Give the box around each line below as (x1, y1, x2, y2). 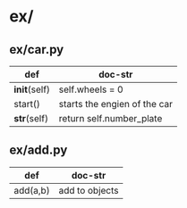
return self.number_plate (58, 112, 163, 124)
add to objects (58, 184, 119, 196)
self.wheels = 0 (58, 83, 123, 96)
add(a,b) (13, 184, 51, 196)
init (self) (13, 83, 51, 96)
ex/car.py (9, 42, 64, 57)
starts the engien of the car (58, 98, 173, 110)
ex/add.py (9, 143, 68, 158)
